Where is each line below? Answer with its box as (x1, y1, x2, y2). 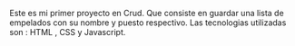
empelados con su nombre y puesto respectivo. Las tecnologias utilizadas (9, 17, 287, 28)
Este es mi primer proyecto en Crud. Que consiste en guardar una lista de (9, 8, 284, 18)
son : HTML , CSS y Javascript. (9, 27, 126, 37)
